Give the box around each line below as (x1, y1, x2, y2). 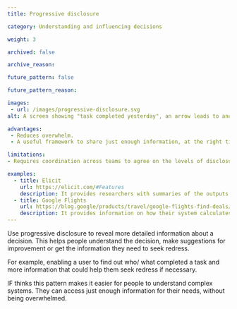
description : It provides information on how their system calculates (20, 210, 232, 217)
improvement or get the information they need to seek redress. (7, 244, 190, 253)
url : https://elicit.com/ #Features (20, 183, 125, 190)
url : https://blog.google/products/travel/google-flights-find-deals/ (20, 203, 232, 210)
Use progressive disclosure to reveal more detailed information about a (7, 229, 214, 237)
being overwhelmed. (7, 294, 67, 302)
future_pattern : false (7, 74, 74, 81)
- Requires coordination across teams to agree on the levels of (7, 158, 203, 165)
